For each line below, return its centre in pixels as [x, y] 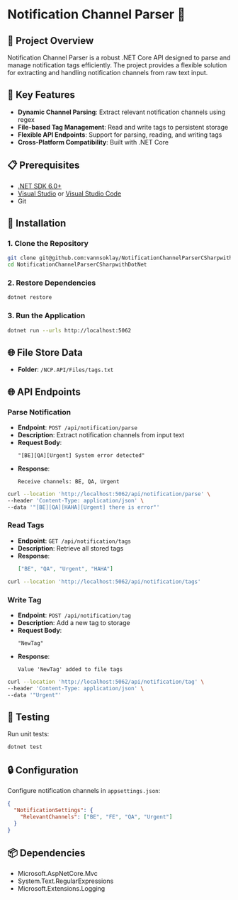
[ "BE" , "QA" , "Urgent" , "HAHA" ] [65, 569]
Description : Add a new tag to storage [74, 622]
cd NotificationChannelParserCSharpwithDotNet [77, 265]
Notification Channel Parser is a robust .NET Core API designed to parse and [119, 57]
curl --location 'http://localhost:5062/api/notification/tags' [104, 581]
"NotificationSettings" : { [53, 810]
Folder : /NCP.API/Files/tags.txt [66, 370]
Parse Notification [39, 412]
